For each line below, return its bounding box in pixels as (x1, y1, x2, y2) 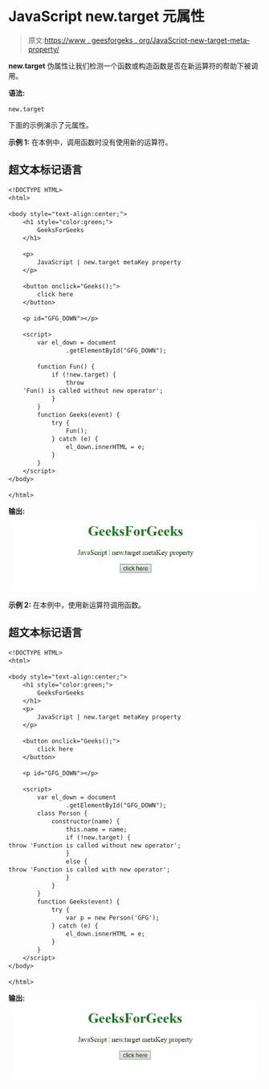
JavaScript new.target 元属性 (8, 7, 205, 26)
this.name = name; (65, 825, 128, 834)
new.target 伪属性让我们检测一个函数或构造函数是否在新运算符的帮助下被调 (8, 61, 259, 71)
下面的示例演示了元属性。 (8, 120, 93, 129)
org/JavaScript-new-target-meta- (138, 35, 251, 45)
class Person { (37, 809, 88, 818)
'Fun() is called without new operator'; (22, 386, 163, 394)
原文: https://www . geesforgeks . (27, 35, 137, 45)
